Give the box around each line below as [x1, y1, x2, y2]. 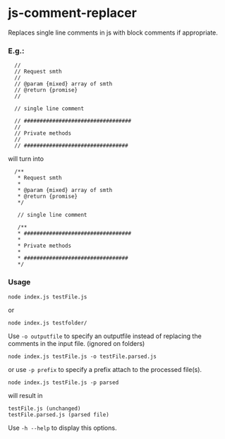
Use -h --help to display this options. [8, 423, 117, 432]
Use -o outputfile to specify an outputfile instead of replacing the [8, 332, 202, 340]
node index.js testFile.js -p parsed [8, 379, 119, 386]
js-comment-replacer [8, 5, 137, 21]
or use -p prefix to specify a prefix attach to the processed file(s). [8, 365, 202, 373]
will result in [8, 391, 43, 399]
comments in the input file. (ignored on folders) [8, 339, 145, 347]
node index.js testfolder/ [8, 319, 87, 326]
